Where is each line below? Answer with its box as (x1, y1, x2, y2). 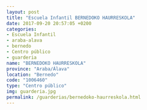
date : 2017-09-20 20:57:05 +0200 (6, 20, 92, 26)
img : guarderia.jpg (6, 89, 56, 95)
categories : (6, 26, 37, 32)
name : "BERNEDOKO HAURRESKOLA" (6, 60, 86, 66)
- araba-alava (6, 37, 43, 43)
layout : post (6, 9, 40, 15)
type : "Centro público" (6, 83, 67, 89)
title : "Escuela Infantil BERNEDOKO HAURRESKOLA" (6, 15, 136, 21)
